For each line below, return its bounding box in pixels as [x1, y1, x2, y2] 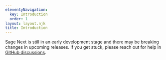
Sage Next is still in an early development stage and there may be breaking [5, 39, 160, 45]
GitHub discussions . [5, 50, 46, 56]
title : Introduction [5, 26, 48, 30]
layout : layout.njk [5, 21, 46, 26]
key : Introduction [9, 12, 48, 17]
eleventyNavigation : [5, 7, 48, 12]
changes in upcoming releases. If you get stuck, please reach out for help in [5, 44, 162, 50]
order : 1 [9, 16, 28, 21]
